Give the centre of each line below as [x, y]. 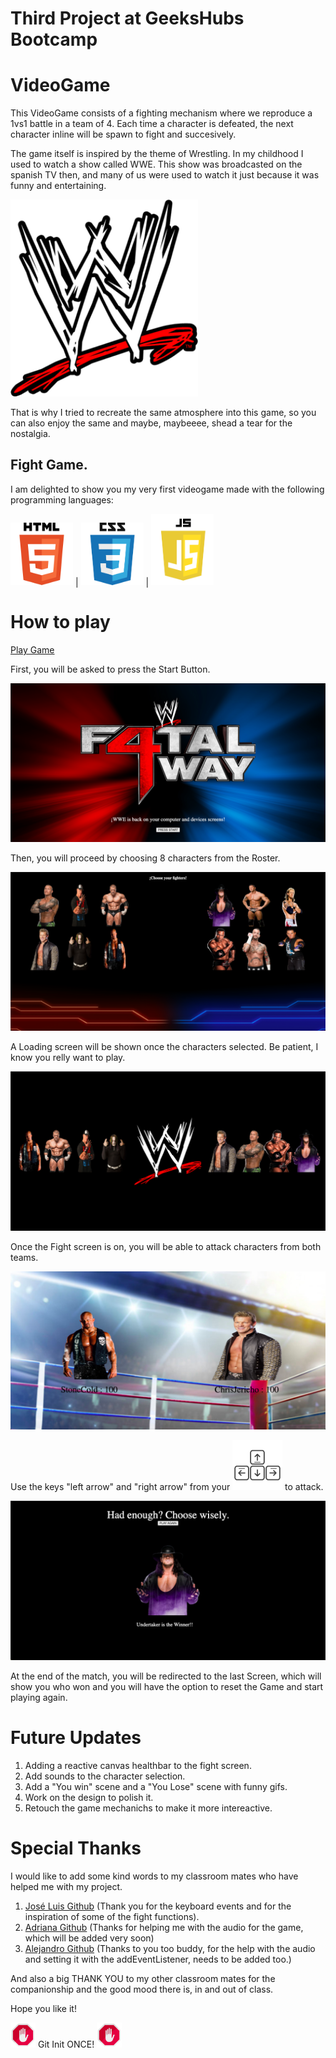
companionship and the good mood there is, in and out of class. [142, 1989]
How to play [60, 622]
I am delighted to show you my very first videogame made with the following [167, 489]
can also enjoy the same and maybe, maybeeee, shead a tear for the [151, 423]
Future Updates [76, 1738]
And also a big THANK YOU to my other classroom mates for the [143, 1978]
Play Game [32, 650]
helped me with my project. [66, 1886]
